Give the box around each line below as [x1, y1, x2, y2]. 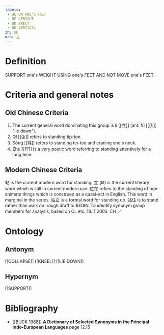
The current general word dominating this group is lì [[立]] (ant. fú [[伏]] [12, 122, 157, 128]
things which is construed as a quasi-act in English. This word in [22, 191, 152, 197]
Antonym [5, 245, 34, 253]
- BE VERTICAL [7, 26, 36, 30]
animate [5, 191, 22, 197]
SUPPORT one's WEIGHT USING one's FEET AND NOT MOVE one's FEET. [5, 72, 155, 78]
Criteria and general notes [5, 89, 114, 100]
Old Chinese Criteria [5, 109, 69, 117]
